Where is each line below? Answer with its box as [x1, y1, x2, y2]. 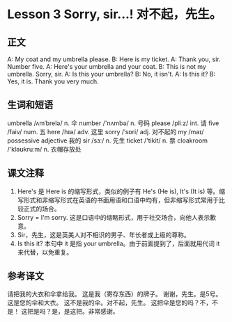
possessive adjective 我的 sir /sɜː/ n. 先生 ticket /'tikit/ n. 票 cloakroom [7, 136, 208, 145]
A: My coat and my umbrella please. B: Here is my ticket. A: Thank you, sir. [7, 55, 221, 63]
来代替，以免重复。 [17, 248, 73, 256]
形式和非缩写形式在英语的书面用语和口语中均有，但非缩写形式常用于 [23, 195, 219, 204]
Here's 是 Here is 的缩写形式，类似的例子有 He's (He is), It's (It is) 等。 [17, 187, 219, 195]
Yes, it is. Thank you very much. [7, 77, 99, 86]
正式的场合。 [23, 204, 61, 213]
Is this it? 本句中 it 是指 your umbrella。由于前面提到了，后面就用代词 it [17, 239, 220, 248]
